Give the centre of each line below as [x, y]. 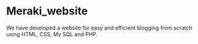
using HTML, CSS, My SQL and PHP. [52, 34]
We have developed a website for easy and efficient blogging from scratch [99, 28]
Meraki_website [47, 11]
